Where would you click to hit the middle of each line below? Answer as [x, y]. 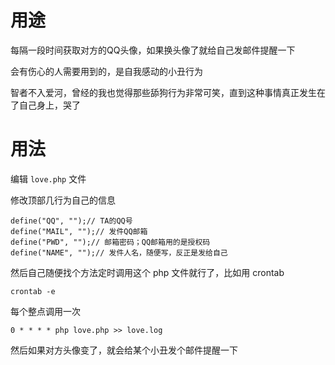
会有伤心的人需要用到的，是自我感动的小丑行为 [106, 71]
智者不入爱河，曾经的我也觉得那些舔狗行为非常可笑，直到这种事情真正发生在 [168, 92]
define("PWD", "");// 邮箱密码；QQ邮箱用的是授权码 [110, 242]
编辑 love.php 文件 [48, 178]
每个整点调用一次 [45, 311]
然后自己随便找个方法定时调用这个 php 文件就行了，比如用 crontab [147, 272]
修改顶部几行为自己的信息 [63, 200]
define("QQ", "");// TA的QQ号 [71, 221]
